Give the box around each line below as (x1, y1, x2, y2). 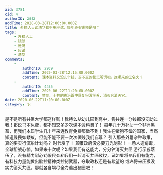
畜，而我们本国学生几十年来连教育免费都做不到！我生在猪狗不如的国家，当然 (5, 128, 158, 134)
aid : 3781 (5, 7, 25, 12)
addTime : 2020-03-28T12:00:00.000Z (5, 20, 77, 26)
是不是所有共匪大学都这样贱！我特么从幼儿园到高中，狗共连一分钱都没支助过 (5, 116, 158, 122)
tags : (5, 30, 16, 35)
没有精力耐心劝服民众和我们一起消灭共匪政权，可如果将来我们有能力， (17, 153, 158, 158)
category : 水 (5, 102, 31, 107)
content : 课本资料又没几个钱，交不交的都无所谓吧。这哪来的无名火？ (22, 75, 143, 80)
